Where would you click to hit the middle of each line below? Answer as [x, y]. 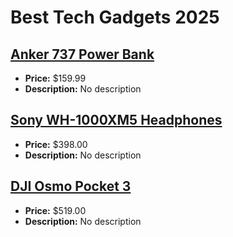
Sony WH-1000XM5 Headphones [116, 120]
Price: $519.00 [55, 210]
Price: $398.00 [56, 144]
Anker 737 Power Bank [82, 54]
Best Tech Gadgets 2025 [115, 17]
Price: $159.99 [55, 78]
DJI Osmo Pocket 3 [71, 186]
